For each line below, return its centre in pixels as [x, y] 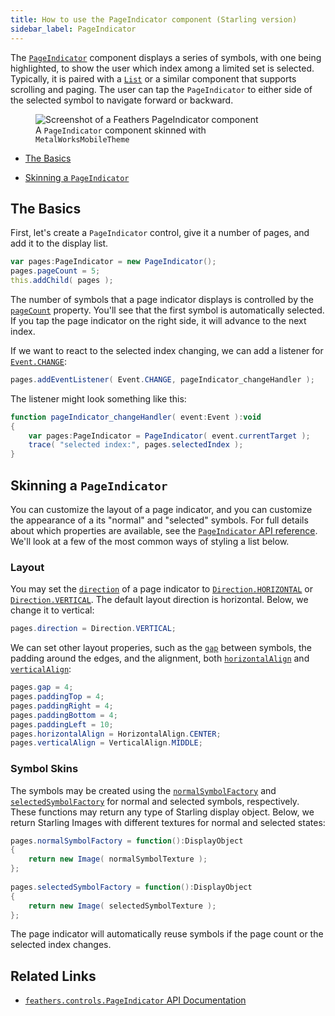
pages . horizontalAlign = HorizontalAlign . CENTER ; [116, 734]
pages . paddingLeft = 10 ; [62, 724]
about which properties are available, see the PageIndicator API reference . [164, 530]
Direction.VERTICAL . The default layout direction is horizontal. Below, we [159, 600]
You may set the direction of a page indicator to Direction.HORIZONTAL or [161, 589]
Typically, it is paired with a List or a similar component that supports [153, 78]
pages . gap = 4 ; [42, 687]
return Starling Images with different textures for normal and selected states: [168, 822]
